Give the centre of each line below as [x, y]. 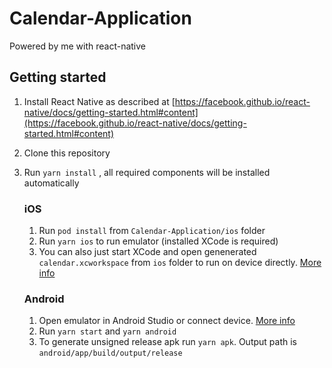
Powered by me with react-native [77, 46]
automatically [51, 183]
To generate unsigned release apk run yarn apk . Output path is [167, 342]
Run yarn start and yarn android [107, 331]
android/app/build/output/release [110, 353]
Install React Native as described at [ [99, 101]
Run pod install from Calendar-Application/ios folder [152, 231]
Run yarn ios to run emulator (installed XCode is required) [158, 241]
